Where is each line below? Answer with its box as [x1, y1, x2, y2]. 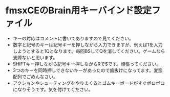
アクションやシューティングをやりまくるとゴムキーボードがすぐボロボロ [12, 80, 165, 86]
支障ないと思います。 [12, 54, 58, 60]
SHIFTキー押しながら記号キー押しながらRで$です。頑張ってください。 [12, 61, 161, 67]
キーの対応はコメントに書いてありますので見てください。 [12, 35, 134, 41]
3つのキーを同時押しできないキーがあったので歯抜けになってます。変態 [12, 67, 163, 73]
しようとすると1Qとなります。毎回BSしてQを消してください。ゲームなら [12, 48, 165, 54]
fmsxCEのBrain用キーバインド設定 [5, 5, 152, 16]
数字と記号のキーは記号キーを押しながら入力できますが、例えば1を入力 [12, 41, 163, 47]
